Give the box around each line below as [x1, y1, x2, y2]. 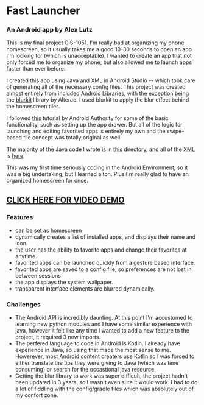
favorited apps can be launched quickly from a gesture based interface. [15, 259, 195, 267]
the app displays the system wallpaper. [15, 278, 114, 286]
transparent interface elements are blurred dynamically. [15, 285, 155, 292]
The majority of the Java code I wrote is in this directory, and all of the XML [6, 146, 195, 153]
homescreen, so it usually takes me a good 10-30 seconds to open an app [6, 46, 192, 53]
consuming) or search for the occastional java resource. [15, 366, 157, 373]
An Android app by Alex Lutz [6, 26, 93, 34]
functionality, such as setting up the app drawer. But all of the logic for [6, 121, 183, 129]
